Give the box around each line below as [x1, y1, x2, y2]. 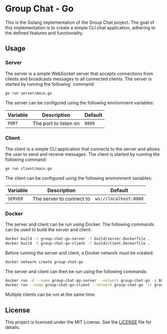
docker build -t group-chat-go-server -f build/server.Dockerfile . [5, 236, 150, 241]
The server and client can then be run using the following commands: [5, 268, 148, 274]
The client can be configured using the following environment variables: [5, 175, 153, 181]
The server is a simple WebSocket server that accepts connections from [5, 70, 153, 76]
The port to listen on [32, 120, 80, 127]
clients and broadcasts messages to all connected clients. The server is [5, 75, 152, 82]
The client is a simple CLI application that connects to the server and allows [5, 146, 160, 152]
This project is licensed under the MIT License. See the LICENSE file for [5, 319, 152, 325]
